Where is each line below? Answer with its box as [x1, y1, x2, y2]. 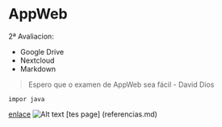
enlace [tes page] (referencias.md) [8, 109, 157, 119]
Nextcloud [19, 55, 55, 65]
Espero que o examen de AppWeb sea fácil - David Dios [27, 80, 215, 89]
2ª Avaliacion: [8, 31, 54, 41]
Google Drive [19, 47, 65, 56]
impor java [8, 95, 45, 103]
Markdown [19, 63, 57, 73]
